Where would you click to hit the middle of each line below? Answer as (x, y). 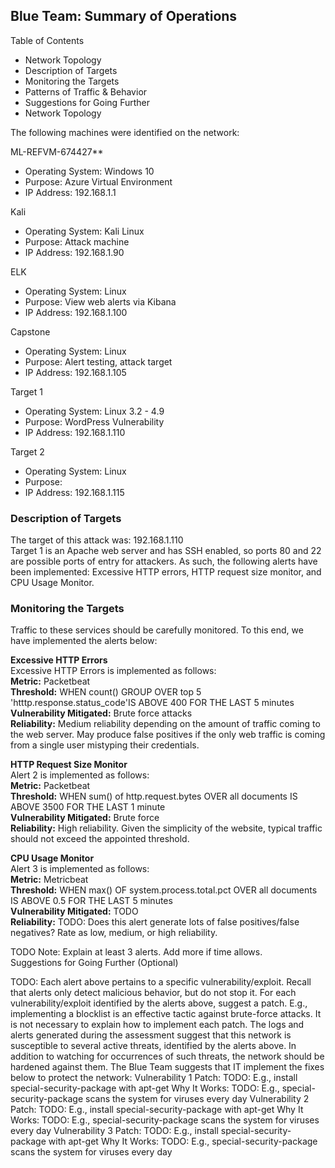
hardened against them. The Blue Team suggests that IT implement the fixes (167, 1067)
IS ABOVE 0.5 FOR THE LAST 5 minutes (91, 901)
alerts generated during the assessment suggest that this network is (151, 1035)
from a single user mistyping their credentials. (105, 745)
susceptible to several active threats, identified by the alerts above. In (153, 1046)
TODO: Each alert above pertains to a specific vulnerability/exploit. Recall (161, 982)
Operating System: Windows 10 (89, 171)
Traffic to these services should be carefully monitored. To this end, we (157, 630)
